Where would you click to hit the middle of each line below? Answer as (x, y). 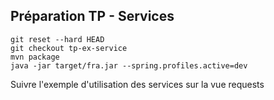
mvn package (35, 57)
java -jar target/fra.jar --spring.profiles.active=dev (129, 65)
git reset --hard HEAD (57, 39)
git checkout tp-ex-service (69, 48)
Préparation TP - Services (92, 16)
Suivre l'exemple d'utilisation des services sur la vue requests (137, 84)
